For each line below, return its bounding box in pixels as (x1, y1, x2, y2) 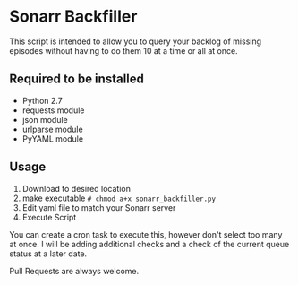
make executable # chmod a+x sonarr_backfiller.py (21, 193, 217, 203)
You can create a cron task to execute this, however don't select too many (9, 229, 283, 239)
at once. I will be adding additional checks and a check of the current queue (9, 238, 290, 249)
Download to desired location (21, 183, 132, 194)
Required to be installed (9, 72, 145, 87)
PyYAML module (21, 133, 83, 144)
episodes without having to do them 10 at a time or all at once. (9, 45, 239, 56)
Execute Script (21, 212, 77, 222)
